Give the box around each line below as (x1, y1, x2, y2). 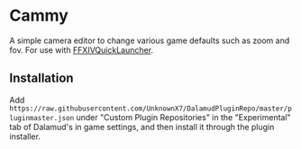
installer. (9, 131, 41, 142)
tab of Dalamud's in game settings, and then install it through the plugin (9, 121, 275, 132)
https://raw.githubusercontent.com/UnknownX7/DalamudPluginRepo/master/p (9, 104, 293, 113)
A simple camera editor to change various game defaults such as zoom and (9, 35, 290, 46)
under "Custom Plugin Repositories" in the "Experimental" (76, 111, 291, 122)
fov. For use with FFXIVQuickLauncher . (9, 44, 154, 55)
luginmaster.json (9, 113, 75, 122)
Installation (9, 71, 74, 86)
